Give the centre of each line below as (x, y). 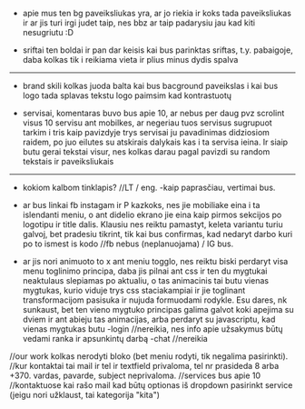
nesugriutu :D (48, 32)
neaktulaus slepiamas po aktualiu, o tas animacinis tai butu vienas (146, 280)
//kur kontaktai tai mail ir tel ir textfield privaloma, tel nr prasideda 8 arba (144, 366)
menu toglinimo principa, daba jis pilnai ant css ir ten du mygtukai (145, 271)
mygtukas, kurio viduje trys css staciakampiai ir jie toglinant (134, 290)
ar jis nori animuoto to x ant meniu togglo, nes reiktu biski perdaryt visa (155, 261)
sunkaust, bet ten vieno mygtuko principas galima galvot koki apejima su (158, 309)
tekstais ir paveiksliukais (68, 161)
